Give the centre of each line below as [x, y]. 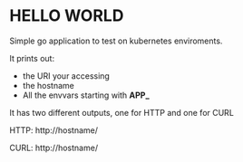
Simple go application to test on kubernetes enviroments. [116, 41]
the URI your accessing [66, 76]
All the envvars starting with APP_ [86, 95]
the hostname [48, 85]
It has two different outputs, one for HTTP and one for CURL [121, 112]
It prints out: [32, 58]
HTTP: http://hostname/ [53, 130]
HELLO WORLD [67, 16]
